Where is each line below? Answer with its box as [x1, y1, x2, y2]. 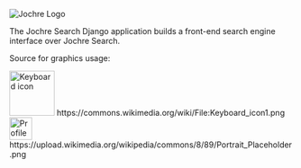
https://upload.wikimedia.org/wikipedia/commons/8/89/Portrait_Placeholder [9, 139, 293, 150]
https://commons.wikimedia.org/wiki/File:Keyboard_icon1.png [56, 108, 286, 118]
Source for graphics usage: [9, 53, 111, 63]
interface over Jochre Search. [9, 36, 121, 46]
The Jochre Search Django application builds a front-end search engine [9, 26, 277, 36]
